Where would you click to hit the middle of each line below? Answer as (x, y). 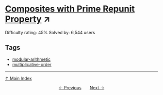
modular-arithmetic (31, 59)
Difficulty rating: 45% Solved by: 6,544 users (50, 32)
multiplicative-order (32, 64)
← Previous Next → (81, 87)
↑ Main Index (18, 78)
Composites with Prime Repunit (70, 9)
